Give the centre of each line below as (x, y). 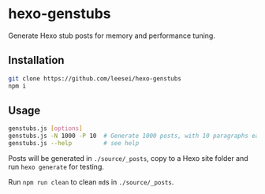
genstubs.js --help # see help (74, 144)
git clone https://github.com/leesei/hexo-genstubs (95, 78)
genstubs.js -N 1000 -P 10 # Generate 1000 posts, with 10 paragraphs (128, 136)
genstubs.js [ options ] (45, 129)
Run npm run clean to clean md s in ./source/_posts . (91, 181)
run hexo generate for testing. (56, 166)
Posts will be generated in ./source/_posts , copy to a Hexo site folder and (128, 158)
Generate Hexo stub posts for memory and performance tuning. (112, 35)
